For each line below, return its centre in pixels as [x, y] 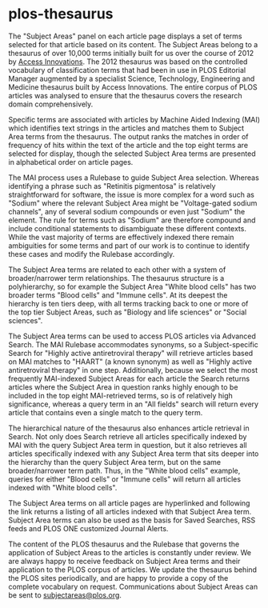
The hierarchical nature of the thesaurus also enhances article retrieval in [129, 428]
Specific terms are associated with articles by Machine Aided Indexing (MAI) [134, 119]
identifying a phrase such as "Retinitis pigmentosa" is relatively [112, 186]
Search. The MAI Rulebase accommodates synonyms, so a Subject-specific [133, 344]
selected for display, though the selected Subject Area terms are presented [132, 154]
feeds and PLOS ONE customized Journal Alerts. [88, 528]
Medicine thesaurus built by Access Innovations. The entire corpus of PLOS [133, 87]
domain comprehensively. [51, 104]
